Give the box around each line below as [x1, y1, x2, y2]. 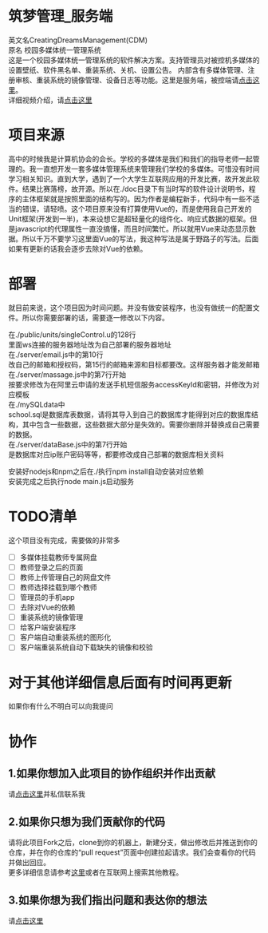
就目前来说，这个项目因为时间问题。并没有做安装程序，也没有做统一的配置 [8, 303, 253, 312]
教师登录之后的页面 [19, 562, 84, 572]
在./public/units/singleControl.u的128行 [8, 329, 136, 339]
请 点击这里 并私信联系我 [8, 789, 85, 799]
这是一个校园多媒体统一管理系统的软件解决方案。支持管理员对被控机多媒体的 [8, 55, 260, 65]
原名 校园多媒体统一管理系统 [8, 45, 101, 54]
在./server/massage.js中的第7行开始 [8, 369, 126, 379]
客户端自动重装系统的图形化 [19, 633, 112, 642]
